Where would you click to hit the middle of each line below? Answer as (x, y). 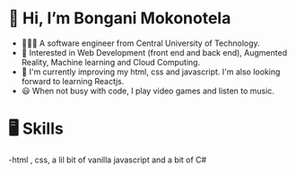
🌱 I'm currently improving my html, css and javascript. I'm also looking (151, 72)
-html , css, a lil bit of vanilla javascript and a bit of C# (108, 160)
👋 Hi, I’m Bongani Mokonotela (120, 18)
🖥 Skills (36, 129)
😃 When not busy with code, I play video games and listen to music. (148, 91)
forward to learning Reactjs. (73, 81)
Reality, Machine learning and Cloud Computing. (111, 62)
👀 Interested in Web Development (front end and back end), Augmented (154, 52)
